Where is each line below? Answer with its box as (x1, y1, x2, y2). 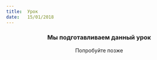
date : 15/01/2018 (6, 14, 54, 20)
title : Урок (6, 8, 38, 15)
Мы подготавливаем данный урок (47, 34, 152, 42)
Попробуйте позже (75, 46, 123, 54)
